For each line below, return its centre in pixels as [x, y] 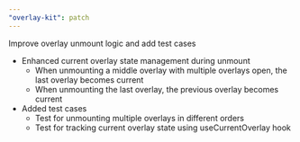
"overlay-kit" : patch [49, 18]
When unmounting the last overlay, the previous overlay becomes [157, 89]
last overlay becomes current [89, 80]
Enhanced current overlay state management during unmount [136, 60]
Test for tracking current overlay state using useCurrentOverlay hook [163, 128]
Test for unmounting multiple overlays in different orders [140, 118]
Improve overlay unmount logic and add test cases [102, 43]
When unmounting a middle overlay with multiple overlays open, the [161, 70]
